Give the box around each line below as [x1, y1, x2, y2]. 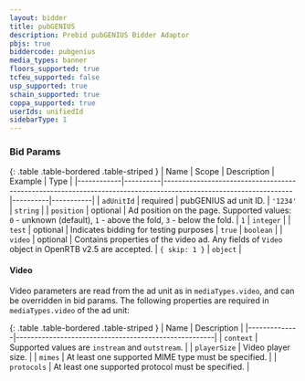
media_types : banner [9, 56, 89, 65]
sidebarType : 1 [9, 115, 68, 124]
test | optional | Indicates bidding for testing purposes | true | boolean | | [9, 225, 283, 236]
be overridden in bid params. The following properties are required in [9, 294, 269, 306]
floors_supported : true [9, 65, 100, 74]
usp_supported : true [9, 81, 89, 90]
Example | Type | [9, 175, 73, 187]
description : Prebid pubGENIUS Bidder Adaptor [9, 30, 190, 39]
